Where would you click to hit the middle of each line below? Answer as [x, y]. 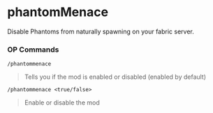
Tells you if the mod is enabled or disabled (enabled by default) [115, 77]
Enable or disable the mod [62, 103]
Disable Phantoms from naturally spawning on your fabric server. [101, 31]
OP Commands [33, 50]
